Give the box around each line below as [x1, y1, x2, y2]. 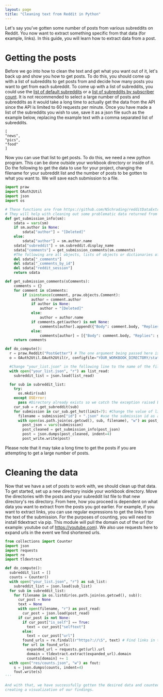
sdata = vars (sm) [14, 220, 49, 226]
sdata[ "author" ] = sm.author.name [22, 239, 92, 244]
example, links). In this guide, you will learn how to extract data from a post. [5, 35, 156, 41]
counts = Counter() [9, 575, 49, 580]
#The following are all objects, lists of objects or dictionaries [14, 252, 153, 257]
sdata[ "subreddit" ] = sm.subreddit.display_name [14, 243, 114, 248]
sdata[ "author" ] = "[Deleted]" [22, 230, 86, 234]
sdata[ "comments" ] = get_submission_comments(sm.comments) [14, 248, 136, 252]
